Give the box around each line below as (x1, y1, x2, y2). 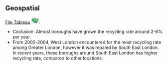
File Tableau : (5, 19, 41, 25)
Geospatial (5, 4, 40, 12)
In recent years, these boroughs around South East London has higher (12, 50, 158, 56)
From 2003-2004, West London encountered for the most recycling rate (12, 39, 161, 45)
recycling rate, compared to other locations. (12, 55, 103, 61)
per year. (12, 34, 31, 40)
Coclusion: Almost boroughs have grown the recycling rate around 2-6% (12, 28, 163, 34)
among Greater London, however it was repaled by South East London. (12, 44, 159, 50)
